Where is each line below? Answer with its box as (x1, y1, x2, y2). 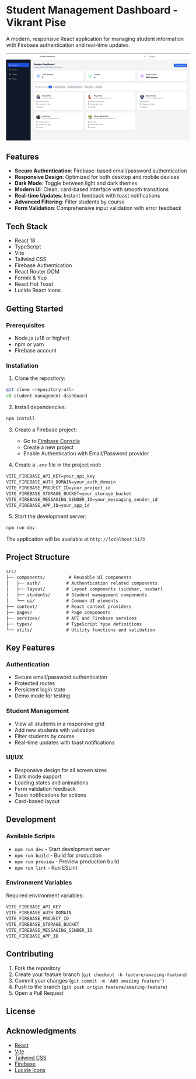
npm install (6, 416, 35, 421)
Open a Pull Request (14, 989, 64, 997)
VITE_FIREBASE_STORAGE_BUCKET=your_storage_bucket (6, 490, 132, 497)
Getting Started (6, 303, 64, 313)
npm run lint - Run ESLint (14, 864, 78, 871)
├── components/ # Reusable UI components (6, 574, 132, 580)
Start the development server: (14, 513, 87, 520)
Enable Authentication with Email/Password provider (23, 449, 149, 456)
